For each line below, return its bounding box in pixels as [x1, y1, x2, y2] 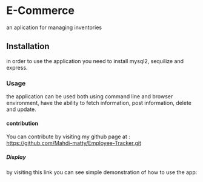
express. [6, 64, 28, 71]
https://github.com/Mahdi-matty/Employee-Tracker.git [6, 140, 141, 147]
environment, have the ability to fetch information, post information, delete [6, 99, 192, 107]
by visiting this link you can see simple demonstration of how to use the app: [6, 169, 198, 176]
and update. [6, 106, 36, 113]
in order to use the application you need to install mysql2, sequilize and [6, 57, 184, 64]
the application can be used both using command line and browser [6, 93, 173, 100]
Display [6, 153, 26, 161]
